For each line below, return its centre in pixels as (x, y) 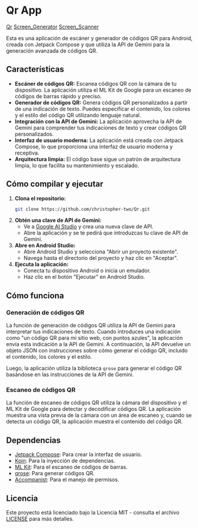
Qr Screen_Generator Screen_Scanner (53, 27)
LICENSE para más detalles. (40, 519)
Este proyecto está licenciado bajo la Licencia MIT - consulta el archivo (93, 513)
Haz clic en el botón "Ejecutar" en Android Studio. (84, 277)
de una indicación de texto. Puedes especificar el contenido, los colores (103, 109)
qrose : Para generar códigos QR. (55, 474)
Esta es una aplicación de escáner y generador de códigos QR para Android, (100, 38)
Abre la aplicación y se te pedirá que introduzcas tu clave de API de (106, 233)
